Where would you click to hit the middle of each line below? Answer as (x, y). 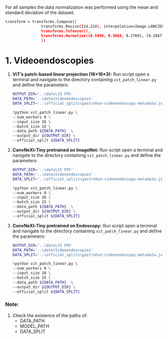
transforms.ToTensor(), (66, 31)
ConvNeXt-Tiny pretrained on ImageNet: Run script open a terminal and (87, 150)
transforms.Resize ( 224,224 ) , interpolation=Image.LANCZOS (102, 26)
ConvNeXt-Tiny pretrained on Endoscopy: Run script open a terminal (85, 225)
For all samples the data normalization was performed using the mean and (82, 7)
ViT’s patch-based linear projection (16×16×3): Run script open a (81, 74)
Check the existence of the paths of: (50, 315)
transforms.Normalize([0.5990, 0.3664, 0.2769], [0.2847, (102, 36)
